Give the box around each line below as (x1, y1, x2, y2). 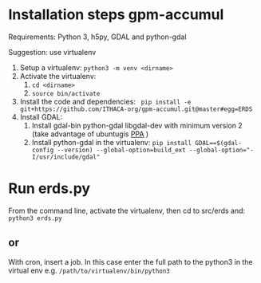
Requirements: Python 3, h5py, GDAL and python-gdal (8, 32, 187, 41)
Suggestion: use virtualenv (8, 47, 97, 57)
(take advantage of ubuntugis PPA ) (31, 129, 149, 139)
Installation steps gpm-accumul (8, 6, 224, 24)
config (31, 146, 54, 154)
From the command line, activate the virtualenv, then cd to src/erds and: (8, 206, 246, 215)
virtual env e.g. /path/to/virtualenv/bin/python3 (8, 265, 170, 275)
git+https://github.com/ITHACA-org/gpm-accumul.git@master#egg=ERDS (19, 105, 253, 113)
